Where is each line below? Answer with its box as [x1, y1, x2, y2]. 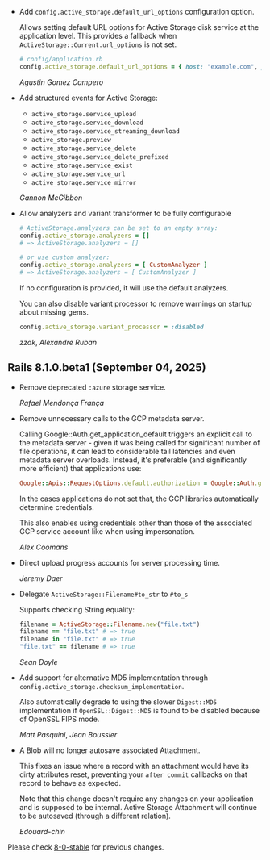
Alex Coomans [19, 542, 69, 552]
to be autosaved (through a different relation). [19, 811, 171, 821]
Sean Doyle [19, 658, 58, 667]
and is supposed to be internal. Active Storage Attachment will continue [19, 803, 257, 812]
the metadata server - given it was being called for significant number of [19, 437, 260, 447]
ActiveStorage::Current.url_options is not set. [19, 40, 177, 49]
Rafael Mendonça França [19, 398, 105, 407]
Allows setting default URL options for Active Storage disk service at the [19, 23, 260, 31]
